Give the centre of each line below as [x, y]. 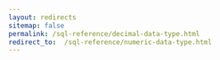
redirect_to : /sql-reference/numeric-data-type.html [110, 42]
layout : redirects [42, 17]
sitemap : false [37, 26]
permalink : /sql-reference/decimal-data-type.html [104, 34]
